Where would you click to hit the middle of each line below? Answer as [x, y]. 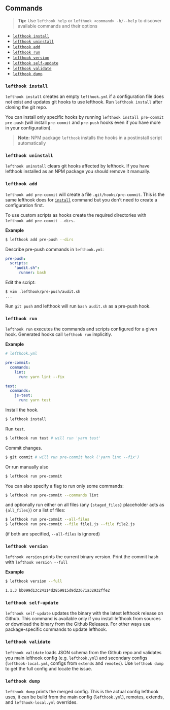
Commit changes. [24, 448]
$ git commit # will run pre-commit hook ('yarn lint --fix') [72, 457]
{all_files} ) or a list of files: [35, 510]
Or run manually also [27, 467]
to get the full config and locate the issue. [49, 668]
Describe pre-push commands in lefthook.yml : [55, 249]
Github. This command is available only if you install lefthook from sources [83, 619]
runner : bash [32, 273]
